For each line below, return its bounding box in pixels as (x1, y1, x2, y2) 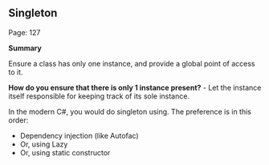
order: (8, 115, 29, 125)
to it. (8, 67, 23, 77)
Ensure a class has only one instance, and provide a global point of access (8, 58, 255, 68)
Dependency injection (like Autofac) (19, 131, 139, 140)
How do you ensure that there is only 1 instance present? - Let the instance (8, 82, 262, 92)
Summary (8, 43, 42, 53)
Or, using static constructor (19, 147, 111, 157)
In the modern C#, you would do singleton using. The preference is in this (8, 107, 251, 116)
